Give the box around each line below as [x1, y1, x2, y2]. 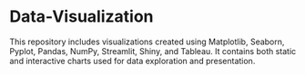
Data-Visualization [9, 6, 154, 27]
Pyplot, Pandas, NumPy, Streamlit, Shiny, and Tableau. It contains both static [9, 45, 297, 56]
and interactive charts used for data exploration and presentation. [9, 55, 256, 66]
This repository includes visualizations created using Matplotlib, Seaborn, [9, 36, 285, 47]
